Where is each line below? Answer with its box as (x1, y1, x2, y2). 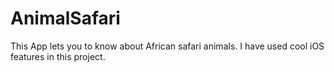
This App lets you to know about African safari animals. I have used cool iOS (10, 40, 325, 52)
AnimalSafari (10, 7, 121, 30)
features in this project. (10, 50, 106, 62)
